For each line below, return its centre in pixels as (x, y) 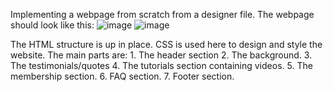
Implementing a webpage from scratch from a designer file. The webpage (162, 14)
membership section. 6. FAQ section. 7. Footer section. (122, 76)
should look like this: (52, 25)
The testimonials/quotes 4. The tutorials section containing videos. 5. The (161, 65)
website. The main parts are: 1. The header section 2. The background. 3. (161, 55)
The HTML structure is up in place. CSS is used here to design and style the (166, 44)
